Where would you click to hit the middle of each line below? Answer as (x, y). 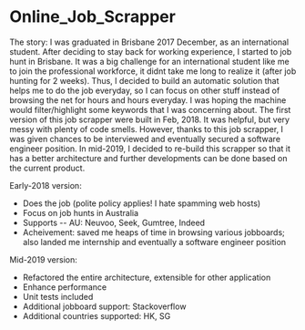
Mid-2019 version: (43, 259)
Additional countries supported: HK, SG (97, 315)
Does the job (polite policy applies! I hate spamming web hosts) (142, 203)
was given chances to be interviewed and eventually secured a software (145, 139)
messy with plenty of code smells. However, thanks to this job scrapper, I (147, 129)
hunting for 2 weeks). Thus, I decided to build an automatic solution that (144, 80)
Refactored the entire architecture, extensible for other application (147, 277)
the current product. (47, 168)
